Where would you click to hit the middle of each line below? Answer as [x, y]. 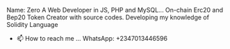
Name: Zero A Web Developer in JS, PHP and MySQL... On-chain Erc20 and [115, 10]
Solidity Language [32, 24]
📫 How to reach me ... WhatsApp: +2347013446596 [92, 38]
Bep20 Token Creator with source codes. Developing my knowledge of [108, 17]
